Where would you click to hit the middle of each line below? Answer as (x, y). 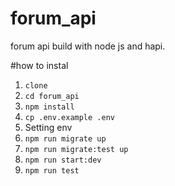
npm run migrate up (65, 138)
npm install (49, 107)
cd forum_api (52, 96)
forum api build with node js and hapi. (88, 46)
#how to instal (39, 65)
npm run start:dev (63, 160)
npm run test (52, 170)
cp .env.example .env (69, 117)
